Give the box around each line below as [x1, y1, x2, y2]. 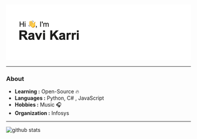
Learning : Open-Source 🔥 [14, 88, 80, 95]
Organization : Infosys [14, 110, 69, 117]
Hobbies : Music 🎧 [14, 101, 62, 109]
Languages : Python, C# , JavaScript [14, 94, 104, 101]
